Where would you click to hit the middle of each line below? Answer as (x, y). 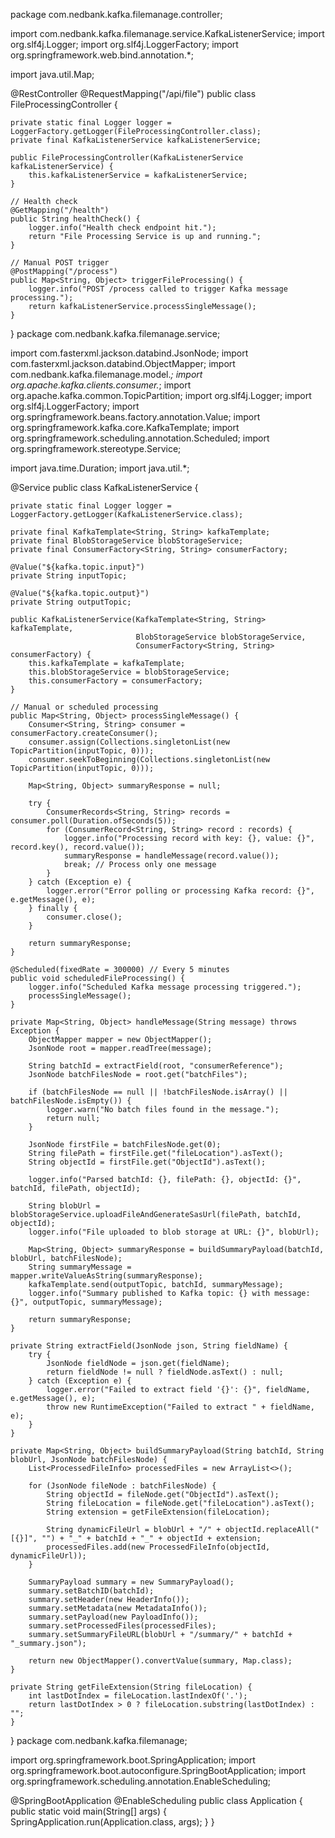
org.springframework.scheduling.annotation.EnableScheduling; (141, 1781)
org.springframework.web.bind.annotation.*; (102, 55)
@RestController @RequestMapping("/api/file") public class (133, 93)
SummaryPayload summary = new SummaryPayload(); (131, 1582)
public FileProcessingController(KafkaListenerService (127, 158)
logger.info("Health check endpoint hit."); (122, 228)
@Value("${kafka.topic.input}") (77, 567)
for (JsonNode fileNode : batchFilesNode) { (122, 1486)
